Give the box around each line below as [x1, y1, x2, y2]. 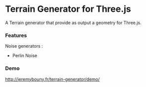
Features [5, 32, 27, 39]
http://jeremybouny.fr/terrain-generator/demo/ [5, 76, 100, 82]
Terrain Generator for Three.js [5, 3, 131, 15]
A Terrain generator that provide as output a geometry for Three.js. [5, 20, 142, 26]
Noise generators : [5, 43, 43, 49]
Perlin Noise [12, 53, 38, 58]
